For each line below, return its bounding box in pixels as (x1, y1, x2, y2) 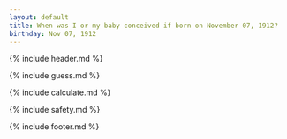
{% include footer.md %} (9, 121, 100, 132)
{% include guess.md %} (9, 70, 100, 81)
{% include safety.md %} (9, 105, 101, 115)
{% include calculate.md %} (9, 87, 111, 98)
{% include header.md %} (9, 54, 103, 64)
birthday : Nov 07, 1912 (9, 29, 97, 38)
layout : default (9, 12, 69, 22)
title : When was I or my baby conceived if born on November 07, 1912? (9, 21, 278, 30)
